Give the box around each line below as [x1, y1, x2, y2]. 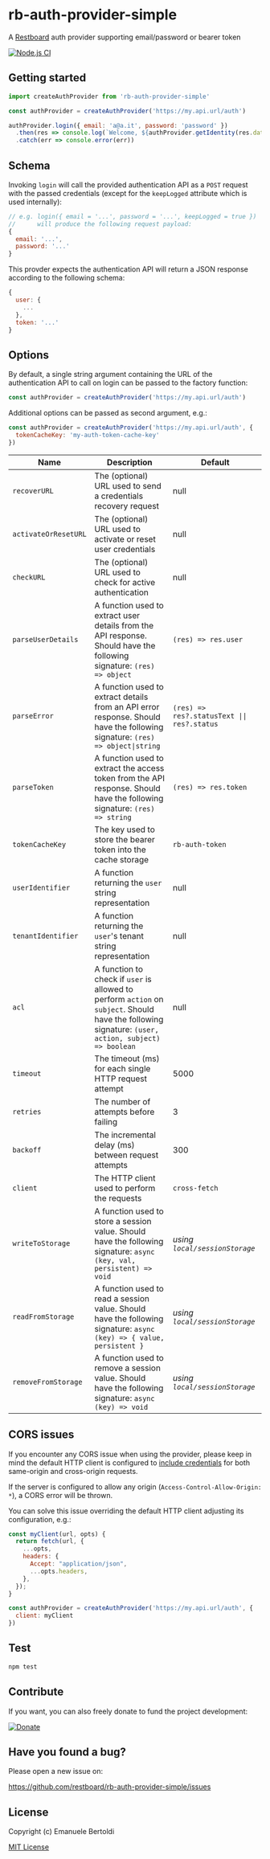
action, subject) [94, 1034, 161, 1042]
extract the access [94, 762, 165, 773]
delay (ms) [94, 1139, 135, 1150]
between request [94, 1149, 159, 1161]
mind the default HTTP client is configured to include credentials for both [8, 1457, 251, 1468]
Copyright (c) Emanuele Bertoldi [8, 1827, 115, 1836]
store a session [94, 1215, 152, 1226]
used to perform [94, 1182, 156, 1194]
